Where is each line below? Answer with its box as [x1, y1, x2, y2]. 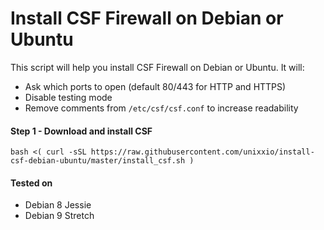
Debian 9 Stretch [24, 210, 95, 222]
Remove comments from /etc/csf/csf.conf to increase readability [24, 102, 299, 114]
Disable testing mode [24, 91, 113, 103]
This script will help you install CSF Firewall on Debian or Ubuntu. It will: [10, 61, 305, 73]
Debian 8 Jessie [24, 199, 92, 211]
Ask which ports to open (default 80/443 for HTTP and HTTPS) [24, 80, 287, 92]
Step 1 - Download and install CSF [10, 125, 153, 137]
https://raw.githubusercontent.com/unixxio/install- [90, 147, 315, 157]
